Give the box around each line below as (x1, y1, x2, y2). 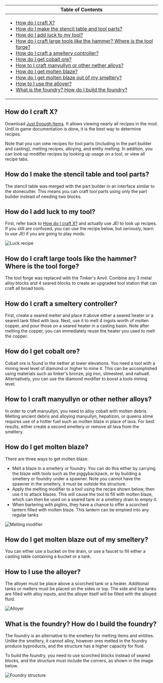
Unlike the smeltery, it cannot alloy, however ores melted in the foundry (5, 638, 147, 644)
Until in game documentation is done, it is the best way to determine (5, 126, 142, 132)
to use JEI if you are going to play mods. (5, 231, 86, 237)
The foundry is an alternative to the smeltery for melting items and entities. (5, 632, 154, 638)
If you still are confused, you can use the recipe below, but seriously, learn (5, 226, 154, 232)
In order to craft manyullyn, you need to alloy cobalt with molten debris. (5, 408, 148, 414)
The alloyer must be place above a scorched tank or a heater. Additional (5, 581, 149, 586)
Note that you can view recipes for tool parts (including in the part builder (5, 140, 152, 146)
